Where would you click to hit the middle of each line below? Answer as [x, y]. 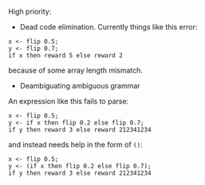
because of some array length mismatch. [76, 70]
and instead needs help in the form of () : [75, 144]
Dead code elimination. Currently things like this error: [108, 27]
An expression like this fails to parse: [69, 101]
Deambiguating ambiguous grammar [80, 86]
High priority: [30, 12]
